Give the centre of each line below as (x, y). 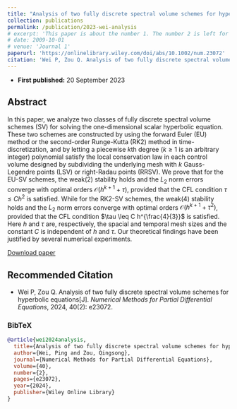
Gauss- (194, 164)
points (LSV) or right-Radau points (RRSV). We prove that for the (130, 172)
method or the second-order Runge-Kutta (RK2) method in (92, 141)
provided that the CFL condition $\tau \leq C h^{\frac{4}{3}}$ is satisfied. (114, 217)
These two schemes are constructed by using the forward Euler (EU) (107, 134)
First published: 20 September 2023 (71, 80)
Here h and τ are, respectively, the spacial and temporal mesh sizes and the (117, 224)
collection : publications (45, 20)
